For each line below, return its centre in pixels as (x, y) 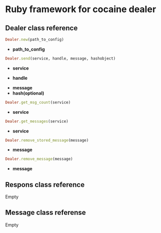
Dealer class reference (42, 28)
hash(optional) (28, 93)
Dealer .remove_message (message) (39, 159)
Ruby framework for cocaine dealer (81, 9)
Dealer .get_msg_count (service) (38, 102)
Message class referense (46, 213)
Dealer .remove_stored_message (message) (47, 140)
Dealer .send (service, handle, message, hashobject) (60, 58)
